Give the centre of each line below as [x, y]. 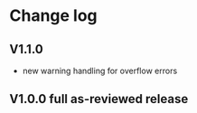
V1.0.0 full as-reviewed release [99, 99]
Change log [53, 16]
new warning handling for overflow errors [100, 71]
